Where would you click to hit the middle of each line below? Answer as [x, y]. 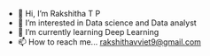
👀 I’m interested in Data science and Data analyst [107, 23]
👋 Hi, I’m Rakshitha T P [59, 14]
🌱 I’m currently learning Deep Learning [88, 32]
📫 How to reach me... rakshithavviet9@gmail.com [109, 42]
